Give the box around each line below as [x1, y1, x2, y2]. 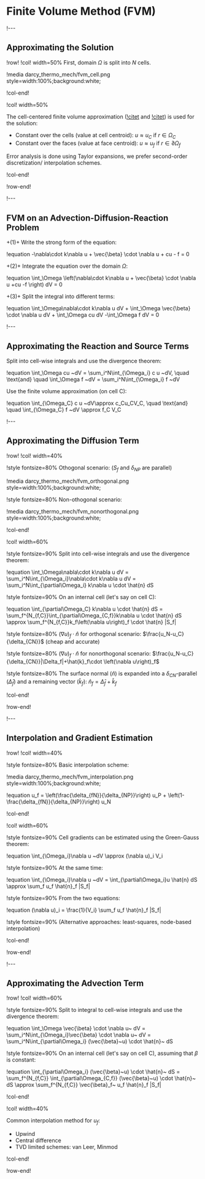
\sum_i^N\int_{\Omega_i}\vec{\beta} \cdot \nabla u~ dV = [6, 1031, 152, 1039]
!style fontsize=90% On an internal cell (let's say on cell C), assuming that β [6, 1049, 198, 1057]
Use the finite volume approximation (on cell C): [6, 387, 127, 394]
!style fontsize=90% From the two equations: [6, 894, 121, 901]
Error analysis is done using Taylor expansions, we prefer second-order [6, 152, 188, 160]
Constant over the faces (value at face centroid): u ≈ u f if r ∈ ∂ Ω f [15, 139, 181, 148]
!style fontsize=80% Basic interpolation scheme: [6, 761, 130, 769]
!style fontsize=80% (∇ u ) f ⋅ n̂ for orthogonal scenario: [6, 630, 142, 639]
